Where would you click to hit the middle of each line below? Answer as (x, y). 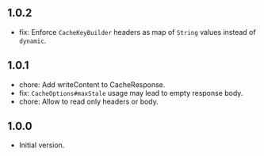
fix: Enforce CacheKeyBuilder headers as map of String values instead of (137, 32)
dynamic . (33, 40)
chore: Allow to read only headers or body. (89, 101)
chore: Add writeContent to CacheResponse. (92, 84)
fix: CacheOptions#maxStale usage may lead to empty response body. (131, 93)
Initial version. (42, 145)
